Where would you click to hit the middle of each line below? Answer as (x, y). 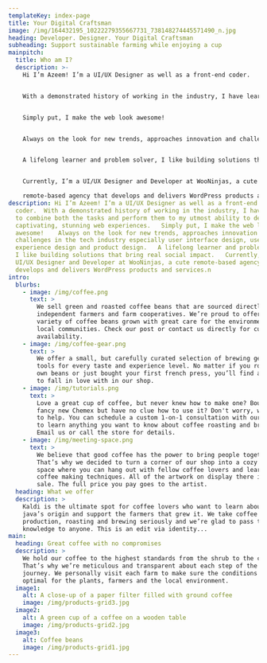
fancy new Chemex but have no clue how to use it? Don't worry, (145, 411)
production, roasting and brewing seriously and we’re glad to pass (138, 521)
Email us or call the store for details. (106, 433)
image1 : (28, 588)
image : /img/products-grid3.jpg (76, 603)
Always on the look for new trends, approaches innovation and (130, 139)
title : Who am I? (44, 60)
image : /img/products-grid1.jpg (76, 647)
